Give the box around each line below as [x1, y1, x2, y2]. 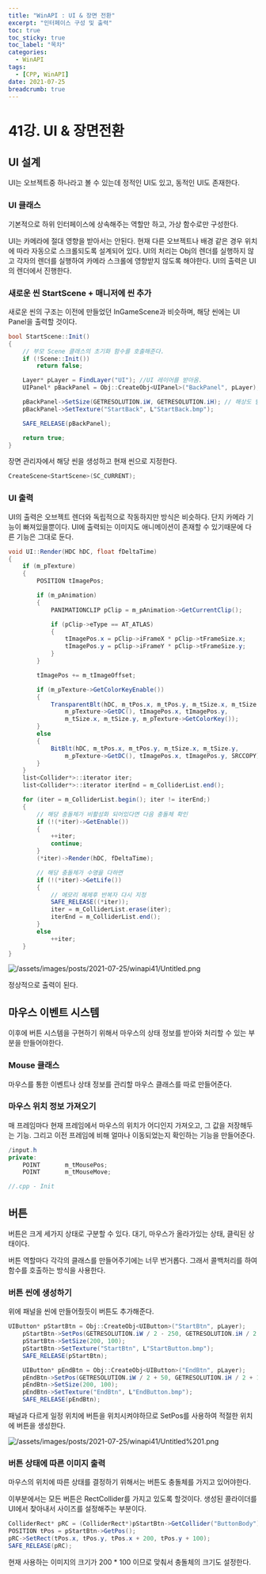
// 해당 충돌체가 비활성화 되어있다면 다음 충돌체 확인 [36, 810, 188, 818]
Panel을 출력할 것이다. [8, 317, 78, 326]
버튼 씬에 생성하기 [8, 1287, 73, 1298]
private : [8, 1153, 37, 1162]
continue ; [50, 840, 83, 848]
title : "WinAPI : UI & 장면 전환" [8, 11, 116, 20]
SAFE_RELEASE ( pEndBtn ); [22, 1396, 101, 1404]
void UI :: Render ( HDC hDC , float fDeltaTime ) [8, 548, 158, 556]
